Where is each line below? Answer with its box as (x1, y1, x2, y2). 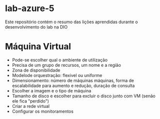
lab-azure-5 (5, 3, 55, 14)
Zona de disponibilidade (12, 67, 61, 73)
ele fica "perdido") (12, 98, 49, 104)
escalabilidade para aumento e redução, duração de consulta (12, 83, 135, 89)
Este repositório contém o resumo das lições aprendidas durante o (5, 19, 138, 25)
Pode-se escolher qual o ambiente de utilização (12, 57, 108, 63)
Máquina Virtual (5, 41, 71, 52)
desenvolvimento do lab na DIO (5, 24, 68, 30)
